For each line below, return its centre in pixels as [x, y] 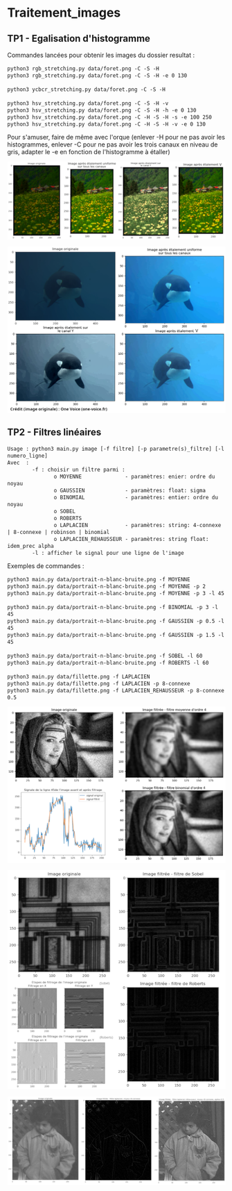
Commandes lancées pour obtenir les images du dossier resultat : [101, 55]
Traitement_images [64, 13]
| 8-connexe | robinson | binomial [59, 533]
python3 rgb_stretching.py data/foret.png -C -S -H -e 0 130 [97, 76]
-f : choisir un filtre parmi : [79, 470]
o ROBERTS [68, 519]
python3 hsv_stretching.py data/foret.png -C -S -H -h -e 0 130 [102, 110]
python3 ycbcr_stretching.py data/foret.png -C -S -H [87, 90]
